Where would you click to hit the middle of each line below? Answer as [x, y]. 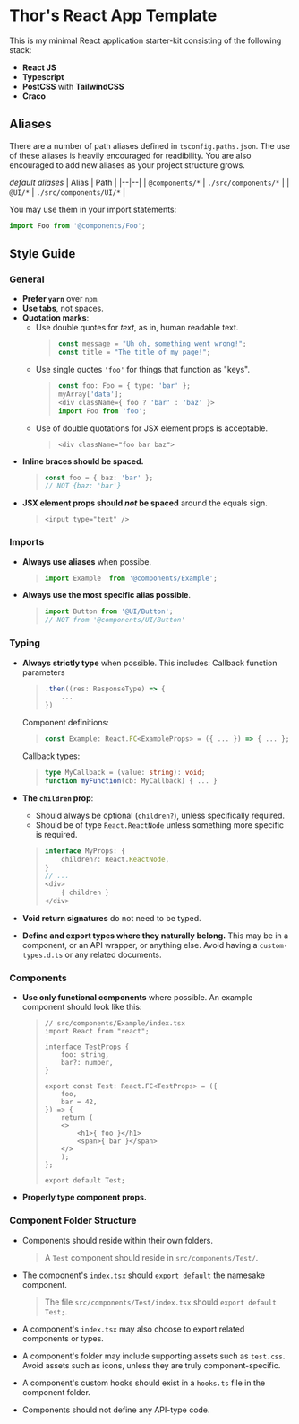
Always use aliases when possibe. [87, 561]
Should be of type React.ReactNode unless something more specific [160, 825]
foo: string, [85, 1055]
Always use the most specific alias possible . [106, 595]
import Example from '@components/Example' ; [131, 578]
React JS [39, 67]
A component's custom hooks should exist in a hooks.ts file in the [144, 1383]
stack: [21, 49]
